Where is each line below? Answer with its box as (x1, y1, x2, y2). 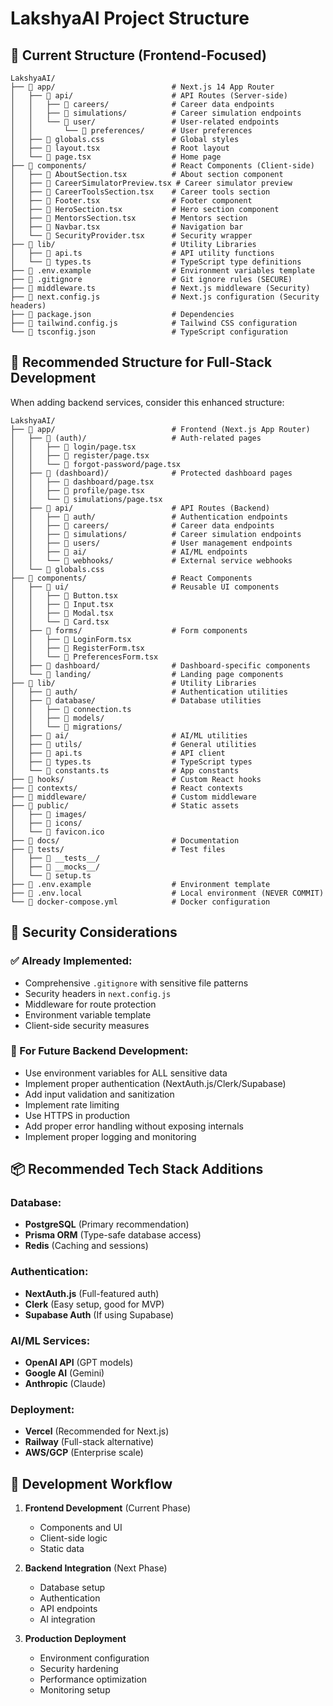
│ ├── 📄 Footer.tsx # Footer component (10, 196, 253, 206)
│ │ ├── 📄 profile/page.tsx (10, 485, 145, 496)
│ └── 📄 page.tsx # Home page (10, 152, 222, 162)
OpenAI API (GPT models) (24, 1357, 134, 1369)
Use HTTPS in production (24, 1109, 131, 1121)
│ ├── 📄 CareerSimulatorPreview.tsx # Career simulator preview (10, 178, 293, 188)
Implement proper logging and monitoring (24, 1130, 197, 1142)
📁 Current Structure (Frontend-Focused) (10, 47, 267, 64)
